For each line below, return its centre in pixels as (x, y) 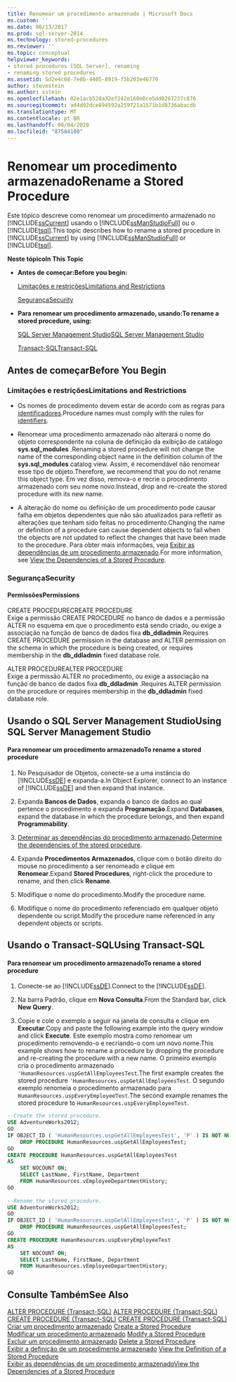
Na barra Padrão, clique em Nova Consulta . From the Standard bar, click (122, 1000)
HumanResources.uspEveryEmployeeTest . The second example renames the (123, 1096)
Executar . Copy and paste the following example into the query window (120, 1028)
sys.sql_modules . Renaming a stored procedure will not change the (116, 449)
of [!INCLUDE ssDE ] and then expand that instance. (91, 787)
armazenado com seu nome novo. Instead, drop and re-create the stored (122, 486)
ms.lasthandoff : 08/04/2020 (48, 125)
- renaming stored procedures (52, 72)
